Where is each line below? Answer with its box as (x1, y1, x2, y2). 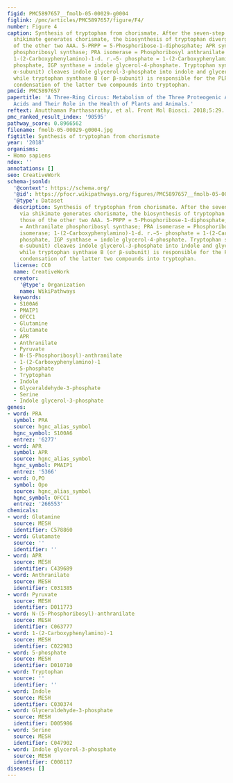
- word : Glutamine (7, 514, 60, 521)
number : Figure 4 (7, 23, 58, 30)
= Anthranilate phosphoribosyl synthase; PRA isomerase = (19, 223, 191, 230)
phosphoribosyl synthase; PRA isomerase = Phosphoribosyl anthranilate (13, 49, 225, 56)
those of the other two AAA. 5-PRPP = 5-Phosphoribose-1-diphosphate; (19, 217, 228, 224)
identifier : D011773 (13, 604, 73, 611)
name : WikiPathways (19, 287, 76, 295)
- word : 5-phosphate (7, 649, 67, 656)
